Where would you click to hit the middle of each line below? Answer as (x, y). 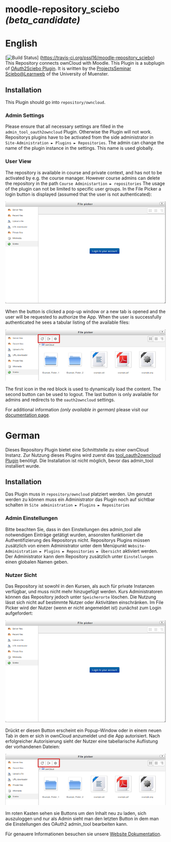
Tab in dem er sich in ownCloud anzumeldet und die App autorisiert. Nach (83, 736)
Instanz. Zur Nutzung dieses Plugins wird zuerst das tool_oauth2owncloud (83, 455)
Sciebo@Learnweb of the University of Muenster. (57, 74)
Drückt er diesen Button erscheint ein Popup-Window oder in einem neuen (83, 730)
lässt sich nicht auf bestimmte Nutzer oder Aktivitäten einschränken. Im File (84, 602)
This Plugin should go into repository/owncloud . (55, 102)
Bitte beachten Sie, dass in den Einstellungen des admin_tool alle (73, 529)
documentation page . (28, 415)
